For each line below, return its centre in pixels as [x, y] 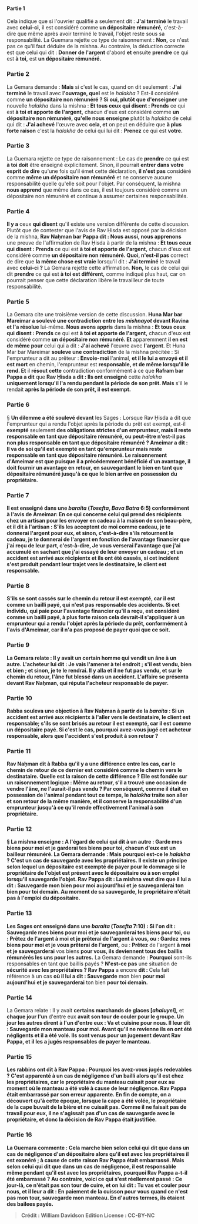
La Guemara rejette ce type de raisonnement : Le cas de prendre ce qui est [98, 158]
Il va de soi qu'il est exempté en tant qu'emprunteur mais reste [84, 449]
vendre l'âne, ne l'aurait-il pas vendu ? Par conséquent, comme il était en [98, 789]
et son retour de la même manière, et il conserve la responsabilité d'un [94, 801]
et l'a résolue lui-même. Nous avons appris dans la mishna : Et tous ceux [96, 327]
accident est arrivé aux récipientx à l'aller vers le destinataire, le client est [98, 717]
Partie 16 [19, 1135]
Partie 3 [18, 146]
